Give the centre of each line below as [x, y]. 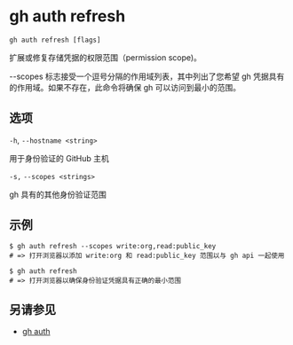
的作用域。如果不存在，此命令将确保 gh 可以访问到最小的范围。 [125, 87]
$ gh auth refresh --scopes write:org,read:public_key [113, 246]
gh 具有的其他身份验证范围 [58, 194]
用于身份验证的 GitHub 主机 [59, 158]
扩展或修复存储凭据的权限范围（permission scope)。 [106, 57]
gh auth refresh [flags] [55, 40]
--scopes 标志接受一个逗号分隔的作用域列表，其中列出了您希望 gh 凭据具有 [147, 76]
